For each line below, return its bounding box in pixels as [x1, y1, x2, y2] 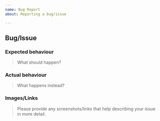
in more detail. [17, 111, 46, 117]
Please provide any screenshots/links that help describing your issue [17, 105, 156, 112]
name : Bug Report [5, 7, 40, 12]
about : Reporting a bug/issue [5, 12, 67, 17]
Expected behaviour [5, 48, 54, 55]
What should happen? [17, 59, 61, 66]
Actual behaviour [5, 71, 47, 78]
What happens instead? [17, 83, 65, 88]
